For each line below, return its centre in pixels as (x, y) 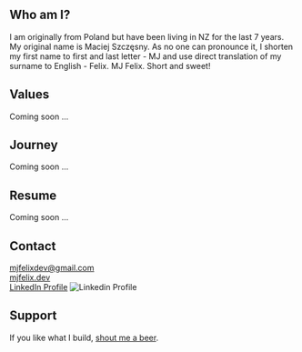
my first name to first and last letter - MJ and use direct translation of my (146, 56)
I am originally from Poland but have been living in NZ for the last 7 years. (147, 36)
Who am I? (40, 15)
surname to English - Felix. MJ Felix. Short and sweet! (110, 65)
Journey (34, 145)
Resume (33, 195)
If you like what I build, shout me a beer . (84, 337)
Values (30, 95)
